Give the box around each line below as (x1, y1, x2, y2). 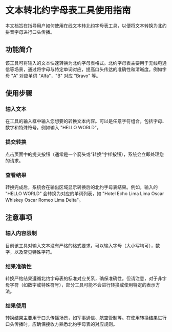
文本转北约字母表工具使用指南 (5, 5, 132, 16)
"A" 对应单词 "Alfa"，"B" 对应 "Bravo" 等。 (11, 73, 101, 79)
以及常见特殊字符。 (14, 249, 55, 255)
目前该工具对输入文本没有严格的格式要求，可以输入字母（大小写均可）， (5, 242, 156, 248)
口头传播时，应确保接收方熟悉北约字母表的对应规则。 (5, 321, 118, 327)
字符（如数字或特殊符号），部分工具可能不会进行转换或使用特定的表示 (9, 282, 156, 288)
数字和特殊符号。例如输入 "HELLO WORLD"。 (5, 125, 101, 131)
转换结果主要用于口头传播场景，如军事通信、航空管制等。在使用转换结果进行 (5, 315, 167, 321)
